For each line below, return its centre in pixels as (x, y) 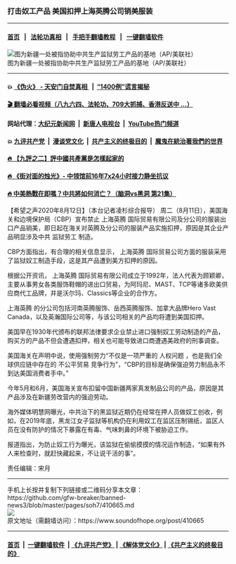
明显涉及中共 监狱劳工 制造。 (55, 237)
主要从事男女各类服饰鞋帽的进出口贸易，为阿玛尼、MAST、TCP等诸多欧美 (115, 284)
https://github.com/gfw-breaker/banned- (67, 498)
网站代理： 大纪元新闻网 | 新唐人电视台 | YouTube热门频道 (93, 124)
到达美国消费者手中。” (38, 373)
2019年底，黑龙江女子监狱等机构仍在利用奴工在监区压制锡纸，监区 (122, 421)
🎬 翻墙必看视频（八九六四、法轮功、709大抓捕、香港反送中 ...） (100, 104)
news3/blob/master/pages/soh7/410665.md (71, 506)
